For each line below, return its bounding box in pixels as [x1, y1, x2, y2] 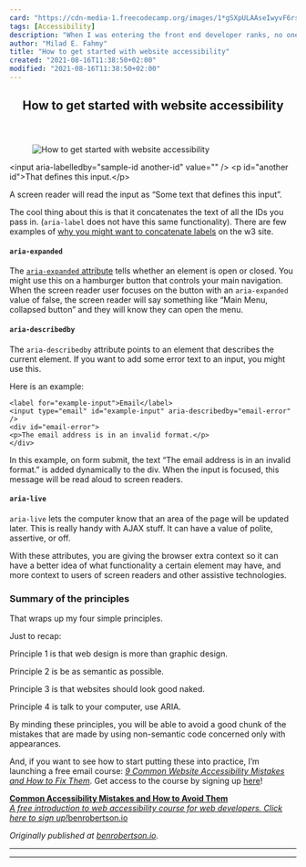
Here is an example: [9, 380, 85, 392]
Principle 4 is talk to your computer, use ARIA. [9, 701, 182, 712]
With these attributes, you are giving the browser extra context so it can [9, 550, 279, 561]
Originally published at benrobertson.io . [9, 831, 159, 841]
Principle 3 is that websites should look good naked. [9, 684, 205, 695]
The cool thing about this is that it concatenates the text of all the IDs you [9, 207, 284, 218]
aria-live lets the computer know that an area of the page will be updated [9, 512, 290, 524]
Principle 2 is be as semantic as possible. [9, 666, 164, 677]
